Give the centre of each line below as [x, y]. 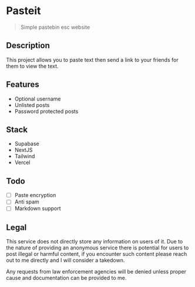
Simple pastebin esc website [55, 27]
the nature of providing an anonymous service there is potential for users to [97, 248]
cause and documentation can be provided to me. [66, 278]
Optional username [38, 99]
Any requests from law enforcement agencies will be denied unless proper [96, 272]
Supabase [27, 144]
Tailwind [25, 156]
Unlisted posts [32, 105]
